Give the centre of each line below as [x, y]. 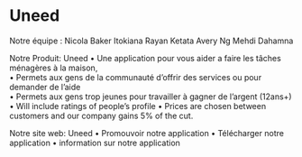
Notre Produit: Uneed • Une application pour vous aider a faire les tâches [145, 58]
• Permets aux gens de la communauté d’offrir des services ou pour [136, 77]
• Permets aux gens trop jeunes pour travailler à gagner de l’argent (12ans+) [151, 97]
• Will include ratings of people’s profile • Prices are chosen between [138, 106]
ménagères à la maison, [54, 68]
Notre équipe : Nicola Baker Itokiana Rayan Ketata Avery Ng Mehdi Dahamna [151, 41]
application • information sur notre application [95, 143]
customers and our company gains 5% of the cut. [101, 115]
